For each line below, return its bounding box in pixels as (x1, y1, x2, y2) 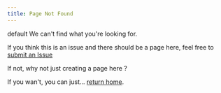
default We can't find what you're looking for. (7, 29, 138, 38)
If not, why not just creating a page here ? (7, 64, 127, 72)
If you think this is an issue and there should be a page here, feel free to (7, 43, 215, 51)
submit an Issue (7, 50, 53, 59)
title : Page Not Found (7, 10, 73, 17)
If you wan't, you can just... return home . (7, 78, 124, 86)
